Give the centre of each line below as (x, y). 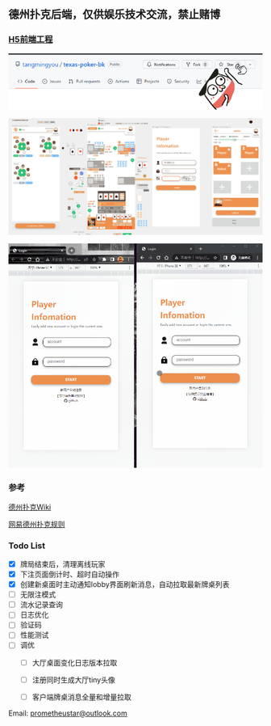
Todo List (27, 546)
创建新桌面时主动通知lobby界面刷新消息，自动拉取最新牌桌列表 (125, 585)
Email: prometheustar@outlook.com (68, 713)
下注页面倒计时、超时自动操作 (69, 574)
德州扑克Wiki (30, 507)
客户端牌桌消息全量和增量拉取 (81, 697)
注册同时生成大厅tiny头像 (73, 680)
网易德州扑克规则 (37, 524)
